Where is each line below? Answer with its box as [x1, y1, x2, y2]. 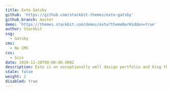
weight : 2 [5, 74, 27, 79]
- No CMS [10, 45, 29, 51]
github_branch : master [5, 17, 54, 22]
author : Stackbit [5, 27, 42, 32]
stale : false [5, 70, 33, 75]
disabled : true [5, 79, 38, 84]
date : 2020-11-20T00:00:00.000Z [5, 60, 74, 65]
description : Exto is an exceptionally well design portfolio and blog [5, 64, 161, 70]
